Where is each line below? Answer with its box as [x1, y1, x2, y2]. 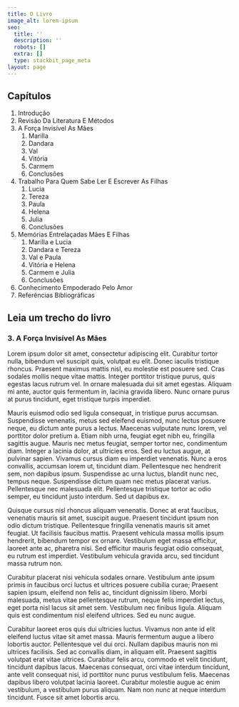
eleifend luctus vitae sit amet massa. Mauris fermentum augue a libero [7, 633, 214, 641]
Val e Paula [28, 253, 62, 261]
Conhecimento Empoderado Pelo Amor [17, 284, 133, 292]
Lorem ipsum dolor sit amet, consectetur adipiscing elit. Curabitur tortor [7, 349, 218, 358]
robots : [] [14, 44, 46, 51]
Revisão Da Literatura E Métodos [17, 116, 114, 125]
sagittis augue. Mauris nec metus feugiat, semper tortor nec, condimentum [7, 439, 228, 448]
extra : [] [14, 51, 43, 58]
